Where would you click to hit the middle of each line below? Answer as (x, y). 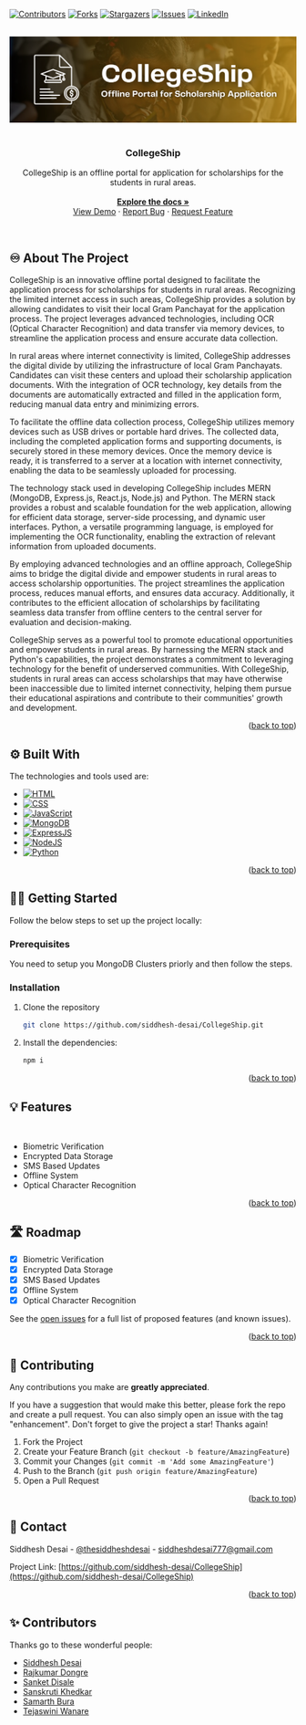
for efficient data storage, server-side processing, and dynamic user (138, 517)
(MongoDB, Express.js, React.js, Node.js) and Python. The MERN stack (143, 498)
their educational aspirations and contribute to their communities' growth (146, 698)
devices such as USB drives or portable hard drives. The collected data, (144, 432)
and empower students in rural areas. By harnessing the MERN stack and (147, 650)
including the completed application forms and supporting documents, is (146, 442)
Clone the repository (61, 1008)
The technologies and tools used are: (79, 777)
